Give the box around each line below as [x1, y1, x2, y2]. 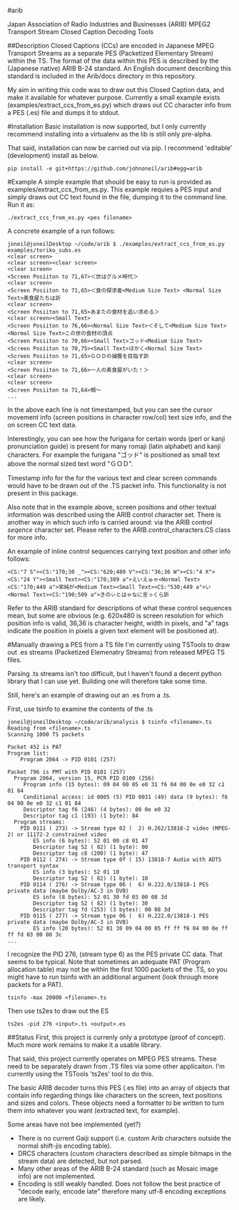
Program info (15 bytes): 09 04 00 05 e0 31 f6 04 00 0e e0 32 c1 [23, 781, 225, 788]
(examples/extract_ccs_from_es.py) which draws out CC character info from [7, 101, 232, 109]
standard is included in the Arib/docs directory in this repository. [7, 71, 197, 80]
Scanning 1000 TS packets [7, 731, 84, 738]
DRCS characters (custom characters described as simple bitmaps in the [17, 1149, 232, 1157]
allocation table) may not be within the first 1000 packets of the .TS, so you [7, 965, 228, 973]
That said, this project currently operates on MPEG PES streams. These [7, 1054, 217, 1063]
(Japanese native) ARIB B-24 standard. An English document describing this [7, 64, 232, 72]
